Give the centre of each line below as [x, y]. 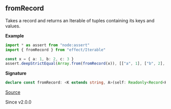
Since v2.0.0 [18, 102]
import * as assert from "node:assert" [48, 45]
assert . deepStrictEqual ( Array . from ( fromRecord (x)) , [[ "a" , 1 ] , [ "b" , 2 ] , [85, 64]
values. [13, 26]
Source [13, 92]
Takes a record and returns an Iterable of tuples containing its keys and [80, 20]
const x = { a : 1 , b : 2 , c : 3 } [39, 59]
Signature [16, 74]
